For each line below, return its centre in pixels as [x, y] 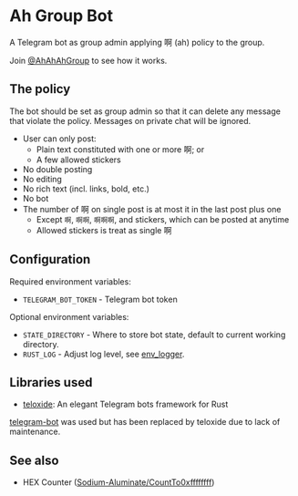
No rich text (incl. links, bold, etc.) [86, 189]
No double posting [57, 169]
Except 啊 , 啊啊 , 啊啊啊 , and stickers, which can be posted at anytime [163, 219]
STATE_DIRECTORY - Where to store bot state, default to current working [154, 335]
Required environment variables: [71, 281]
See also [34, 460]
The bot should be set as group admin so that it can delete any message [145, 111]
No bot [36, 198]
